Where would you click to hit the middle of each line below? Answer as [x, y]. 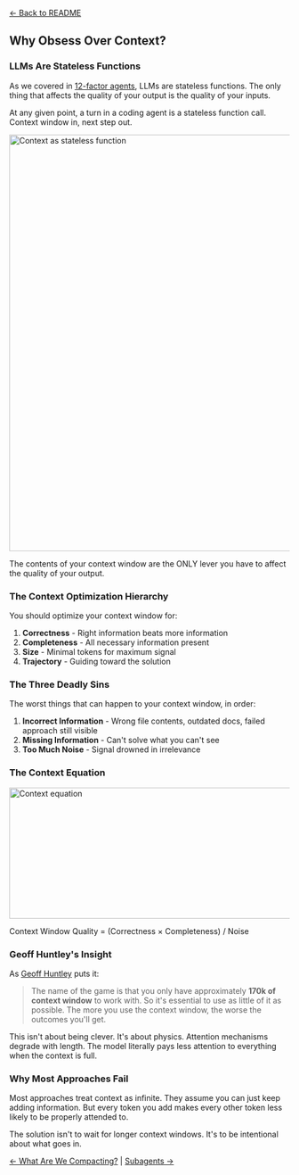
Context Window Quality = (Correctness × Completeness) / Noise [129, 931]
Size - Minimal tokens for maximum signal [99, 651]
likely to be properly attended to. [69, 1117]
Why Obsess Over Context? [88, 41]
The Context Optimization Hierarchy [89, 596]
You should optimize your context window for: [93, 616]
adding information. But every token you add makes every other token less [146, 1108]
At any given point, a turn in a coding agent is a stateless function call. [138, 112]
